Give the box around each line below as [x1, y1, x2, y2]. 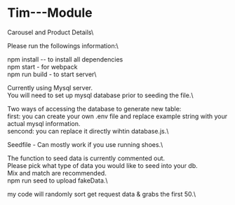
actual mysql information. [7, 119, 81, 127]
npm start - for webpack [7, 62, 78, 71]
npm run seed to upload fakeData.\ [7, 176, 108, 185]
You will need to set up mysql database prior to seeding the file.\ [7, 91, 194, 99]
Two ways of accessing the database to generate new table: [7, 104, 182, 113]
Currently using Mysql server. [7, 83, 93, 92]
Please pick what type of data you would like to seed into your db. [7, 161, 198, 169]
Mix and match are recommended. [7, 169, 107, 177]
